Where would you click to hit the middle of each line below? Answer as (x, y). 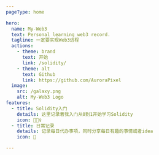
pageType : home (25, 12)
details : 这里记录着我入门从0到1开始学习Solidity (75, 114)
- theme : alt (33, 69)
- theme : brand (36, 52)
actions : (22, 46)
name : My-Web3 (29, 29)
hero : (13, 23)
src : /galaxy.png (39, 92)
